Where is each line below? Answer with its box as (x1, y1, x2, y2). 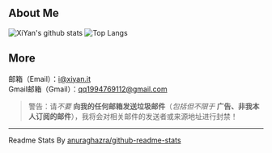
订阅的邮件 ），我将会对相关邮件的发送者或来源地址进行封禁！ (35, 111, 238, 121)
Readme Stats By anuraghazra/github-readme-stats (8, 135, 181, 145)
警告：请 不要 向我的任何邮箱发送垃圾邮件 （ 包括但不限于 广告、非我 (28, 101, 253, 111)
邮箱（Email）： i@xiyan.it (8, 74, 91, 83)
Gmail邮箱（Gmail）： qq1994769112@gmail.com (8, 84, 168, 94)
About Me (8, 6, 59, 20)
